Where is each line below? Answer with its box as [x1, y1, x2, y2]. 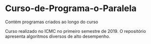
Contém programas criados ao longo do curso [5, 19, 99, 25]
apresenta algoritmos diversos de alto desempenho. [5, 33, 110, 39]
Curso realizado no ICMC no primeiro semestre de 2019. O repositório [5, 28, 146, 34]
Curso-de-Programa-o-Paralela [5, 3, 137, 14]
